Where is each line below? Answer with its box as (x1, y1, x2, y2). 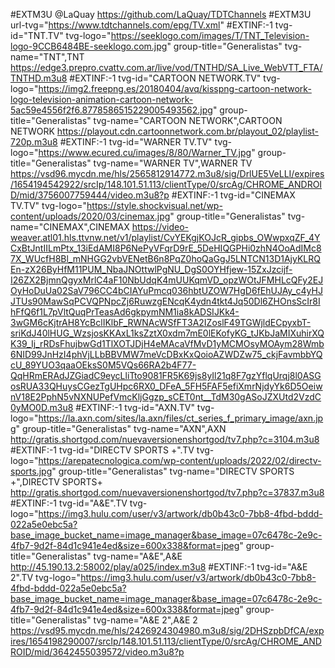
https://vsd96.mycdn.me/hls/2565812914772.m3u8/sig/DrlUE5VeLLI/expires (10, 168, 325, 179)
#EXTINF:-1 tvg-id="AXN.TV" (75, 402, 195, 413)
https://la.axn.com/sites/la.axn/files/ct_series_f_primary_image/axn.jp (38, 412, 324, 424)
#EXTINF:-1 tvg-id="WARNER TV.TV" (59, 136, 213, 148)
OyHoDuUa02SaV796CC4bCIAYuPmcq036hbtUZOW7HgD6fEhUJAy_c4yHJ (10, 285, 323, 296)
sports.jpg (10, 465, 53, 477)
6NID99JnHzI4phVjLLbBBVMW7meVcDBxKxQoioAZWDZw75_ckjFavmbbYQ (10, 349, 323, 360)
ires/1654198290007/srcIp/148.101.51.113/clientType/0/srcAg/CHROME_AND (10, 635, 322, 647)
